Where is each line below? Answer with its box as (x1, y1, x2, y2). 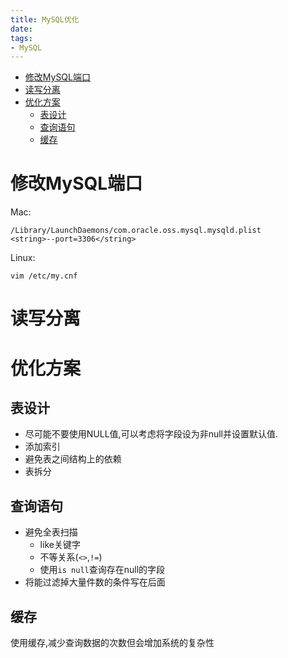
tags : (10, 33, 33, 43)
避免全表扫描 (24, 526, 78, 538)
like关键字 (39, 539, 81, 551)
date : (10, 24, 33, 34)
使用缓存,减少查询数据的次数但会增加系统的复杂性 (10, 637, 215, 648)
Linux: (10, 252, 36, 264)
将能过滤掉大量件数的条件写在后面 (24, 576, 166, 588)
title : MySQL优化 (10, 14, 80, 25)
